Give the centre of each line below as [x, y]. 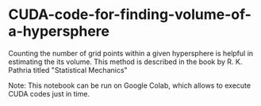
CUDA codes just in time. [49, 93]
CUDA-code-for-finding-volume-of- [130, 15]
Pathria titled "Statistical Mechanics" [68, 70]
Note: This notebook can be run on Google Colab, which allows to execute [130, 85]
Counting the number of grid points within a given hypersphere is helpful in [131, 53]
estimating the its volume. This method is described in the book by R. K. [125, 62]
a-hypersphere [59, 31]
